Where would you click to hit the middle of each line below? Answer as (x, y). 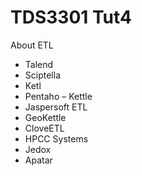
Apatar (38, 160)
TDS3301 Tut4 (71, 17)
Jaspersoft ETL (56, 107)
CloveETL (44, 128)
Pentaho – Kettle (58, 96)
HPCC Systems (56, 138)
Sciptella (42, 75)
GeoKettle (45, 117)
